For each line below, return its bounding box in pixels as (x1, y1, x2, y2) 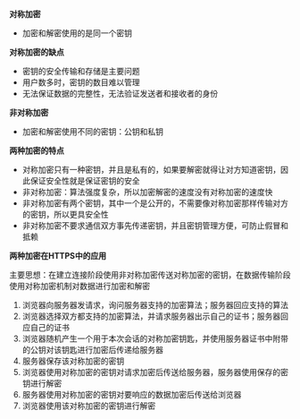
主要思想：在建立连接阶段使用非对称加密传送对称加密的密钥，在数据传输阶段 (9, 269, 291, 280)
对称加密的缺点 (9, 47, 64, 57)
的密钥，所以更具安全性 (21, 209, 109, 219)
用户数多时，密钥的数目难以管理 (21, 77, 140, 88)
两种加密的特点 (9, 145, 64, 156)
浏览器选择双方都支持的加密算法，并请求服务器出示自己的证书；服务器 (21, 311, 281, 321)
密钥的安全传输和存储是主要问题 (21, 66, 140, 76)
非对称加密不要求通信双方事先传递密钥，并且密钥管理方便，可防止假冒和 (21, 220, 288, 231)
